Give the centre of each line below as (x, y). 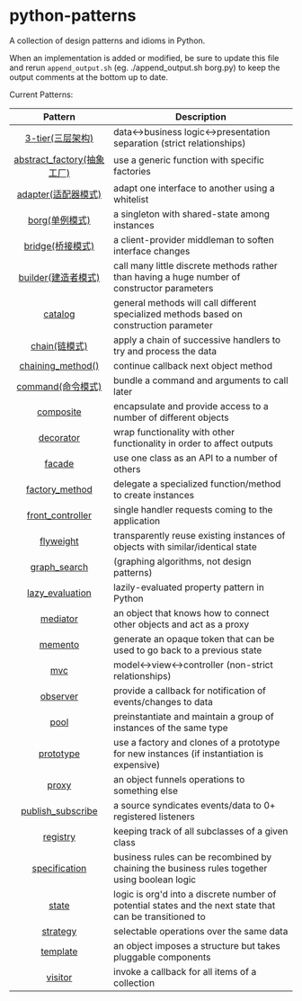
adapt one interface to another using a (195, 188)
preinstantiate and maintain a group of (194, 716)
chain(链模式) (59, 345)
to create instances (154, 495)
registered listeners (154, 817)
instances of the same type (171, 728)
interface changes (152, 251)
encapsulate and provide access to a (191, 406)
